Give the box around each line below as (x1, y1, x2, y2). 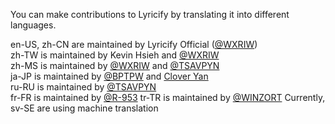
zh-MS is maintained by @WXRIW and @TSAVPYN (10, 60, 220, 71)
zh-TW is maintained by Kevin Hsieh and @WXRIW (10, 49, 220, 61)
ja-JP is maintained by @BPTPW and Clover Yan (10, 70, 209, 82)
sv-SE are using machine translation (10, 102, 159, 114)
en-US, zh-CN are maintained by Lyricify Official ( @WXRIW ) (10, 39, 258, 50)
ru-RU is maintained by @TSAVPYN (10, 81, 157, 93)
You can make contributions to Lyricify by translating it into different (10, 9, 290, 20)
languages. (10, 19, 57, 31)
